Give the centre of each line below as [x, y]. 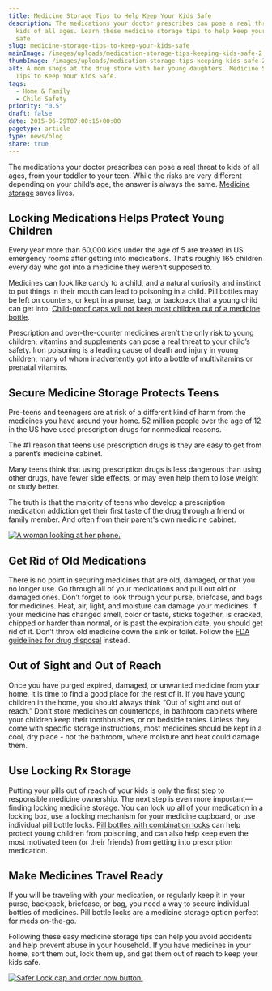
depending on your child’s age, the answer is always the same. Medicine [130, 184]
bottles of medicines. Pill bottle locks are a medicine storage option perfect [134, 913]
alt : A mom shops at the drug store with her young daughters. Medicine [134, 69]
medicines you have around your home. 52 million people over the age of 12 [135, 421]
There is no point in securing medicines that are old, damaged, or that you [132, 580]
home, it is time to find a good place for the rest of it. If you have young [127, 693]
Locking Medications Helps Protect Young [117, 218]
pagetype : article [39, 129]
